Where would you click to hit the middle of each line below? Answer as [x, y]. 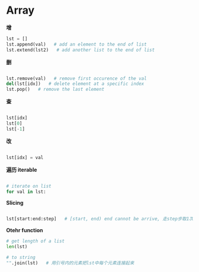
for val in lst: [26, 192]
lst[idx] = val [25, 157]
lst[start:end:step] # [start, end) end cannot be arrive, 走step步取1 [98, 219]
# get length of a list [36, 241]
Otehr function [25, 230]
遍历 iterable [22, 169]
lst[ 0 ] [14, 124]
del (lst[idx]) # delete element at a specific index [75, 84]
